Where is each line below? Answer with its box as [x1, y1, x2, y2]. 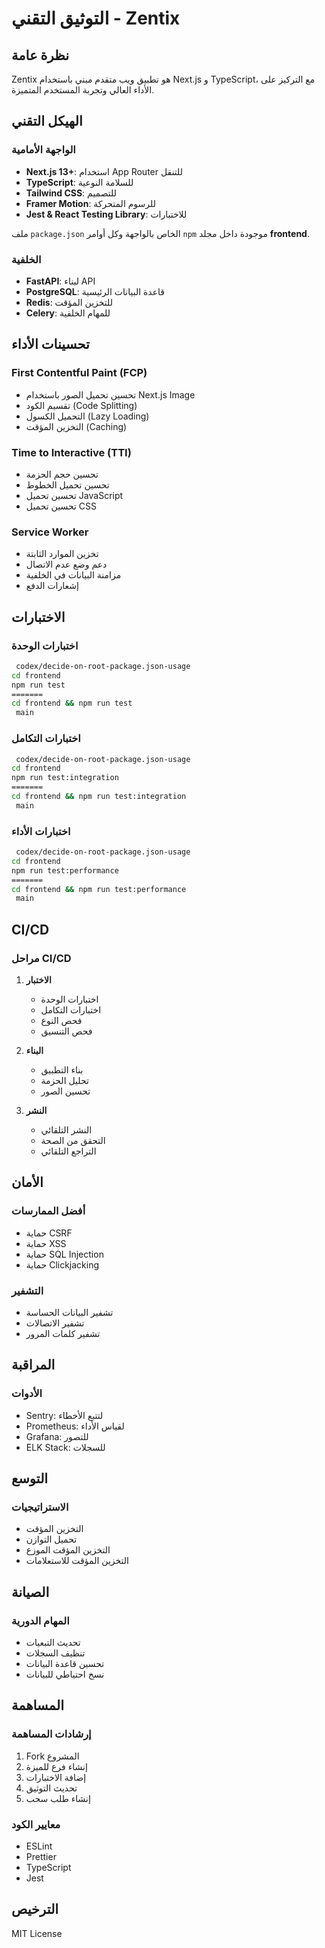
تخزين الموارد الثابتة [25, 548, 99, 560]
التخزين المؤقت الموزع [25, 1544, 111, 1556]
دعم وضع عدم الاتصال [25, 558, 108, 571]
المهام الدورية [11, 1613, 70, 1627]
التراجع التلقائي [40, 1145, 97, 1157]
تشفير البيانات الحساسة [25, 1306, 114, 1318]
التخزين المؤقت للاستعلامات [25, 1555, 129, 1567]
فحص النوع [40, 1014, 83, 1026]
